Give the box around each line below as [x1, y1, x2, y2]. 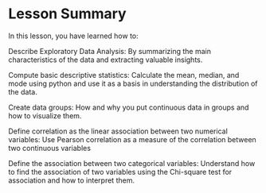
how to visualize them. [8, 110, 82, 120]
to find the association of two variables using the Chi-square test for [8, 167, 233, 176]
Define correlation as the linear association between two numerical [8, 126, 229, 136]
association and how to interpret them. [8, 176, 135, 185]
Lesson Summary [8, 5, 127, 23]
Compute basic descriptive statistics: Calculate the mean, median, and [8, 70, 240, 79]
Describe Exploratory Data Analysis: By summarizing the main [8, 46, 211, 56]
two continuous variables [8, 143, 92, 152]
